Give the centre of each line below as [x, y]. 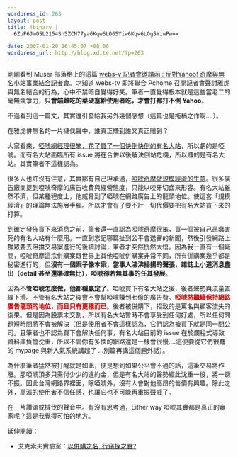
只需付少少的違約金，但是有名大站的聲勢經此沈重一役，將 [134, 374]
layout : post [27, 21]
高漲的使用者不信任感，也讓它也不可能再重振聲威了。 [97, 392]
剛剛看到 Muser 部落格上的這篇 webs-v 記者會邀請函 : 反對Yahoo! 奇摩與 [113, 74]
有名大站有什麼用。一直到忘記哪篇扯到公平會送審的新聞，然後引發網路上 [125, 238]
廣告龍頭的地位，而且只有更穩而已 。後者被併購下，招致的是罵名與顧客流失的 [119, 306]
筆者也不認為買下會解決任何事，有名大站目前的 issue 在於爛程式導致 [125, 333]
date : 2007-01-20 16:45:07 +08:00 [58, 47]
